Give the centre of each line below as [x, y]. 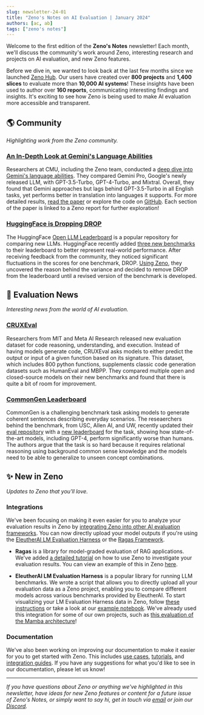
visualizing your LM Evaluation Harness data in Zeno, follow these [97, 602]
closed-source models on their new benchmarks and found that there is [96, 377]
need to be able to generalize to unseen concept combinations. [85, 458]
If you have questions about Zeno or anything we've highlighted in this [95, 687]
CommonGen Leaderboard [46, 399]
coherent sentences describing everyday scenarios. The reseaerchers [94, 419]
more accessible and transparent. [48, 103]
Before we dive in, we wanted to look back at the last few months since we [100, 71]
